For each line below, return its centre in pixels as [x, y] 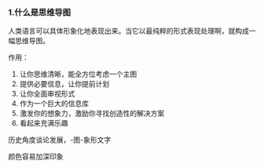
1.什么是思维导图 [40, 12]
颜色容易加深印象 [36, 157]
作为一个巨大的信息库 [54, 104]
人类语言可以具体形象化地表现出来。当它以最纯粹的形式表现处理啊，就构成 [128, 31]
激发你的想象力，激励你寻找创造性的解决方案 [92, 113]
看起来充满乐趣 [44, 123]
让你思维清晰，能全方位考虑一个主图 [78, 74]
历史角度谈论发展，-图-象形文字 [60, 140]
